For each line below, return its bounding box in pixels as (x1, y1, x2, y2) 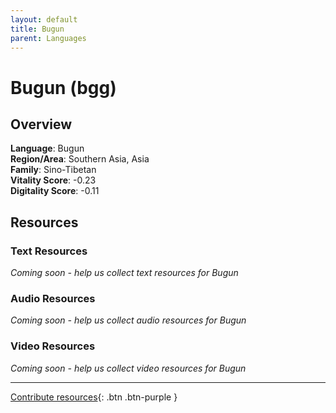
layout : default (10, 14, 78, 25)
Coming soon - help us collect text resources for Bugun (10, 267, 239, 279)
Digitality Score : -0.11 (10, 185, 100, 197)
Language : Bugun (10, 142, 85, 155)
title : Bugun (10, 24, 65, 34)
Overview (10, 116, 73, 133)
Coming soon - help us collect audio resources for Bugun (10, 314, 247, 326)
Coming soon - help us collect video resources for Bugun (10, 362, 247, 374)
